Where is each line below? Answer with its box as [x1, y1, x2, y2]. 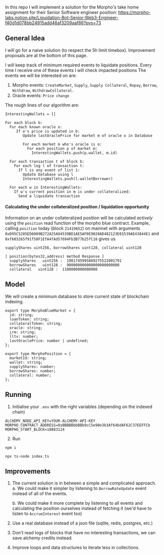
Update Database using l [23, 172, 74, 177]
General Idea [5, 34, 45, 42]
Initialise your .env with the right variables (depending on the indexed [12, 404, 153, 410]
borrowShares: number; [9, 368, 56, 374]
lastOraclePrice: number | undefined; [9, 338, 89, 343]
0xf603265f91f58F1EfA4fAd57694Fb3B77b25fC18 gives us [5, 236, 116, 242]
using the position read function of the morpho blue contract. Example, [5, 220, 150, 226]
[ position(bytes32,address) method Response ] [5, 254, 105, 259]
